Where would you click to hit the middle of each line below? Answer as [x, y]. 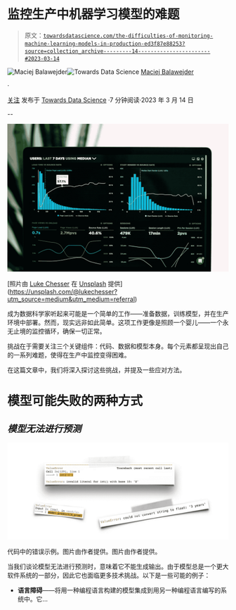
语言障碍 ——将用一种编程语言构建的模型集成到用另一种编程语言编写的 [119, 590]
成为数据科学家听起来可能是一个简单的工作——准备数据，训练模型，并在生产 [118, 313]
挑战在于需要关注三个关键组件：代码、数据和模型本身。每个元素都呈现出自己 [118, 346]
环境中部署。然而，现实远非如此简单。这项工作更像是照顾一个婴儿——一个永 [118, 322]
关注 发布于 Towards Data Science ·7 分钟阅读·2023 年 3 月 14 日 [101, 100]
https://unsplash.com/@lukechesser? [64, 291]
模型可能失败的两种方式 [75, 401]
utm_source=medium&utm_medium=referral [71, 299]
